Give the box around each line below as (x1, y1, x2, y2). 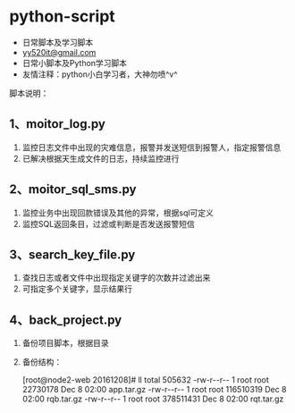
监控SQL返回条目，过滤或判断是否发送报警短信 (21, 218, 195, 229)
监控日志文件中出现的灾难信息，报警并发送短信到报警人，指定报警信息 (21, 141, 282, 153)
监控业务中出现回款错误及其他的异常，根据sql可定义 (21, 207, 215, 218)
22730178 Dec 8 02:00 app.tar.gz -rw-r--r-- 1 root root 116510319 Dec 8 (21, 384, 287, 395)
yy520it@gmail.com (21, 46, 97, 57)
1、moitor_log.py (9, 116, 105, 131)
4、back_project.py (9, 312, 122, 327)
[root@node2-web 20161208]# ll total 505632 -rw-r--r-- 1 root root (21, 375, 270, 385)
